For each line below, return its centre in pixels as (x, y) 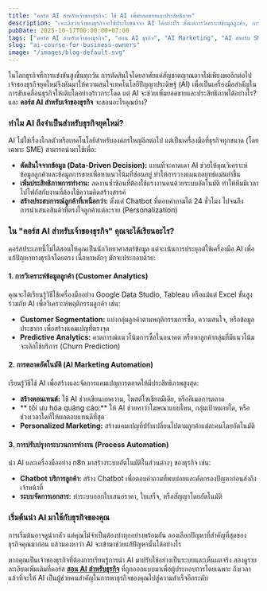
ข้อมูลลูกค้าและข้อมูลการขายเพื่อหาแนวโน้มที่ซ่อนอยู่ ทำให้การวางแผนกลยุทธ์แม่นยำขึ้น (130, 174)
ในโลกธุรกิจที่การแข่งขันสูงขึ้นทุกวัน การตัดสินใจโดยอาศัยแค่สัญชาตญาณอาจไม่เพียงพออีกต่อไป (130, 75)
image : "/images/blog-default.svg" (67, 52)
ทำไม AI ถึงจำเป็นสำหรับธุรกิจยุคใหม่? (66, 122)
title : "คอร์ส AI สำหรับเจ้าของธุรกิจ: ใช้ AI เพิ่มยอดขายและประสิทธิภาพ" (102, 16)
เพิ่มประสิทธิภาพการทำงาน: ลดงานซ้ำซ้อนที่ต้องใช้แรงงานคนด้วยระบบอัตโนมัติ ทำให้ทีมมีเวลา (139, 183)
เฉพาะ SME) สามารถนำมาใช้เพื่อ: (52, 150)
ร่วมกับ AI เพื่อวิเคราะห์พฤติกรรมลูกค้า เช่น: (64, 303)
